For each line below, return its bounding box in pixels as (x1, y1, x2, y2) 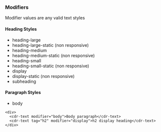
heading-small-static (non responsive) (12, 63, 89, 69)
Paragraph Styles (5, 90, 41, 95)
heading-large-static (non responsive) (12, 42, 89, 48)
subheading (12, 78, 37, 84)
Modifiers (5, 4, 29, 11)
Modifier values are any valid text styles (5, 15, 85, 21)
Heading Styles (5, 26, 37, 32)
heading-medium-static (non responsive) (12, 53, 95, 58)
